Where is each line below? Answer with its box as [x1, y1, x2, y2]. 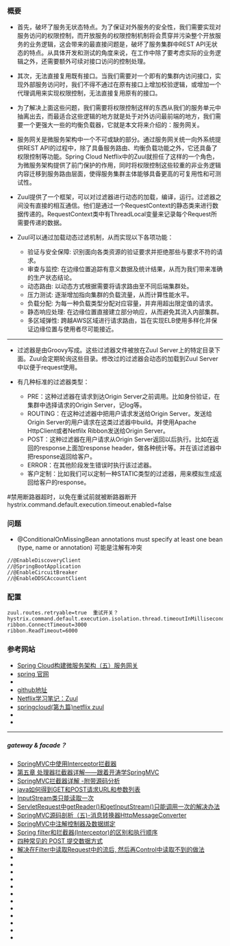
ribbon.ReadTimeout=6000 [7, 627, 78, 634]
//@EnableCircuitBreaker [7, 568, 78, 576]
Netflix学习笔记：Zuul [16, 695, 79, 703]
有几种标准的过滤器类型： [16, 378, 90, 386]
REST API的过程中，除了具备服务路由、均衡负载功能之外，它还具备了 [23, 144, 218, 152]
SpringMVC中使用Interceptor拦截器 [16, 760, 117, 768]
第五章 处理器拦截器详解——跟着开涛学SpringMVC [16, 768, 159, 776]
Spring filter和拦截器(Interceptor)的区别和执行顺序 [16, 829, 158, 837]
